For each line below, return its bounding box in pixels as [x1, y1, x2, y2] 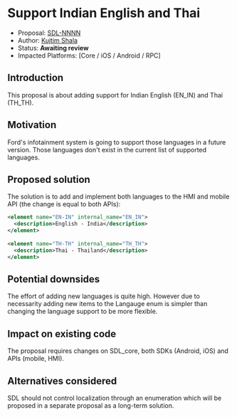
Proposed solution [7, 173, 90, 186]
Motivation [7, 119, 57, 131]
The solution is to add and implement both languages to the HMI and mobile [7, 192, 230, 201]
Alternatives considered [7, 375, 117, 387]
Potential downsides [7, 273, 100, 285]
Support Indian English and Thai [7, 5, 201, 21]
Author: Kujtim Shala [17, 36, 78, 44]
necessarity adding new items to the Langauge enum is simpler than [7, 300, 208, 308]
